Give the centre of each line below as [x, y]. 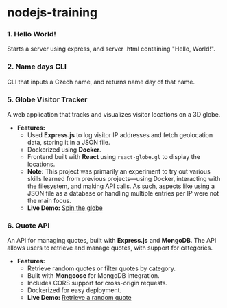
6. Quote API [28, 226]
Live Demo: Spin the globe [65, 208]
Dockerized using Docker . [64, 150]
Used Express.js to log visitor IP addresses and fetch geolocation [120, 135]
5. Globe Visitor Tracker [47, 99]
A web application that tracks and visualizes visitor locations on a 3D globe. [114, 115]
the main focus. [49, 201]
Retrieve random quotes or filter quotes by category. [101, 268]
